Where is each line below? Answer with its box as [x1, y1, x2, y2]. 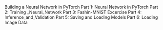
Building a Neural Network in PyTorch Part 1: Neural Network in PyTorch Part [4, 4, 158, 10]
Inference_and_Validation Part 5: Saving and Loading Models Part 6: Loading [4, 15, 158, 20]
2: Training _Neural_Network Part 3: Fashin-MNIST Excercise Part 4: [4, 9, 142, 15]
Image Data [4, 19, 28, 25]
